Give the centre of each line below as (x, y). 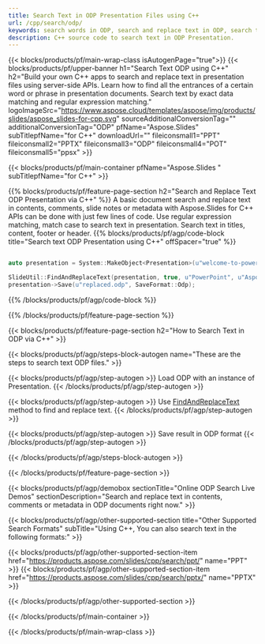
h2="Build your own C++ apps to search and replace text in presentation (126, 77)
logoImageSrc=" (35, 111)
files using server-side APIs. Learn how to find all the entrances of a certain (131, 85)
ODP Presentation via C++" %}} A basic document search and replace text (129, 200)
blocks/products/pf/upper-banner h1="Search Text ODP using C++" (118, 69)
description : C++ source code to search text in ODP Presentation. (121, 38)
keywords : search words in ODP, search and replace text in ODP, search (130, 30)
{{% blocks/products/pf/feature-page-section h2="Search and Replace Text (132, 191)
